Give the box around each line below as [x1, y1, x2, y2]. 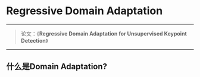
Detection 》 [20, 37, 49, 44]
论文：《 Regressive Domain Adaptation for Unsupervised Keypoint [20, 30, 187, 37]
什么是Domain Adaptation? [6, 62, 108, 72]
